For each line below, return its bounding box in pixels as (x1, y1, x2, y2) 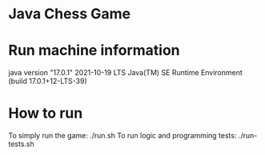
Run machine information (8, 42, 180, 60)
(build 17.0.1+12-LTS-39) (8, 77, 88, 86)
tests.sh (8, 139, 34, 149)
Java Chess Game (8, 5, 130, 23)
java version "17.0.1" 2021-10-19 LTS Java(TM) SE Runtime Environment (8, 68, 243, 77)
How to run (8, 105, 83, 122)
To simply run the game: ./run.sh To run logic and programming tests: (8, 131, 237, 141)
